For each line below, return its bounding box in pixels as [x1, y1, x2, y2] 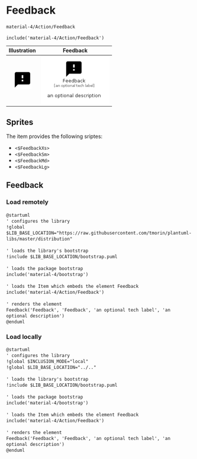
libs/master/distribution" [6, 236, 73, 242]
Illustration [8, 47, 37, 54]
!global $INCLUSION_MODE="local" [6, 358, 89, 364]
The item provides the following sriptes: [6, 133, 103, 140]
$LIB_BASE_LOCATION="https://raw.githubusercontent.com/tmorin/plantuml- [6, 230, 192, 236]
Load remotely [6, 198, 49, 206]
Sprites [6, 117, 34, 127]
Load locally [6, 332, 42, 341]
